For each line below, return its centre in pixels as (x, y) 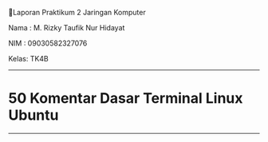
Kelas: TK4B (29, 59)
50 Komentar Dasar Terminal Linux (126, 99)
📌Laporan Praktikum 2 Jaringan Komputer (77, 12)
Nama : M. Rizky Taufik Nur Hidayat (67, 28)
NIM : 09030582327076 (48, 43)
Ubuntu (33, 115)
